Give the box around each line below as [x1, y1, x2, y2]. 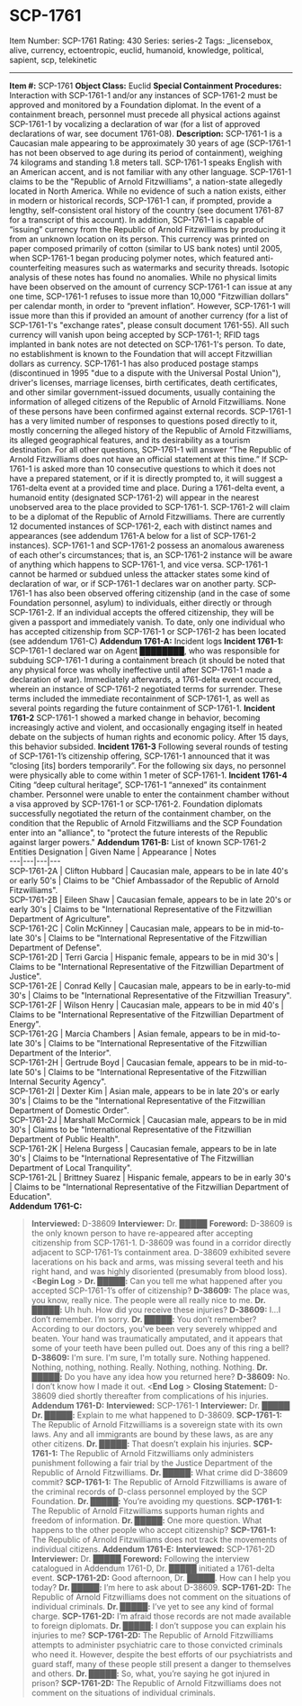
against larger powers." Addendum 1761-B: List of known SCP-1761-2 [9, 836, 267, 847]
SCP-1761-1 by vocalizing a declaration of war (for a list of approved [9, 118, 261, 129]
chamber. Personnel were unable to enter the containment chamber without [9, 789, 289, 799]
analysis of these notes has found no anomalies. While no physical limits [9, 271, 277, 282]
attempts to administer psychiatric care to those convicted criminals [31, 1639, 283, 1650]
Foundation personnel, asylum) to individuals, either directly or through [9, 597, 272, 608]
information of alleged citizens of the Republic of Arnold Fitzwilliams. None [9, 396, 286, 406]
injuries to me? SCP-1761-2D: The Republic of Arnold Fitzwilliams [31, 1629, 274, 1640]
